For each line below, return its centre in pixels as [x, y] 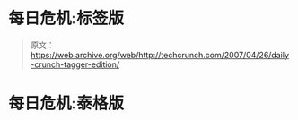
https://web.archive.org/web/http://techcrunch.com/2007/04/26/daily [159, 55]
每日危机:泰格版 [66, 103]
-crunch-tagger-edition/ [75, 64]
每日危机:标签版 [66, 18]
